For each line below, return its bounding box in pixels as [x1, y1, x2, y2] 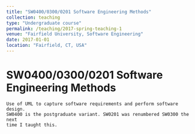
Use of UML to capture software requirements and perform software [6, 100, 179, 107]
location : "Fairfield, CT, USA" [6, 43, 87, 49]
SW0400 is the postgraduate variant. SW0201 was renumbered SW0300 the [6, 111, 189, 117]
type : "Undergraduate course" [6, 20, 82, 26]
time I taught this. [6, 121, 58, 128]
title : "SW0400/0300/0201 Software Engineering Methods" [6, 8, 152, 15]
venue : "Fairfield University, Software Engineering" [6, 31, 144, 37]
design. [6, 106, 26, 112]
